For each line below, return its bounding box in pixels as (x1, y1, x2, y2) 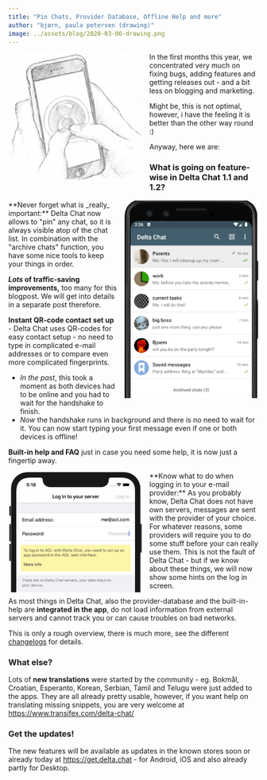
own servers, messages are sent (149, 504, 256, 514)
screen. (149, 581, 175, 590)
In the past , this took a (19, 373, 94, 382)
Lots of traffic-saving (8, 274, 80, 284)
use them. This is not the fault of (149, 546, 256, 556)
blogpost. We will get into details (8, 291, 115, 301)
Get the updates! (8, 728, 75, 739)
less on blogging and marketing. (149, 86, 255, 95)
